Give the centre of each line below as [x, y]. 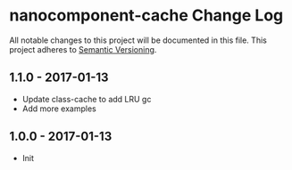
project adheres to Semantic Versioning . [83, 49]
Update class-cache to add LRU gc [87, 99]
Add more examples [59, 109]
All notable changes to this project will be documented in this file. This [138, 40]
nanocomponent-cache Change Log [146, 16]
